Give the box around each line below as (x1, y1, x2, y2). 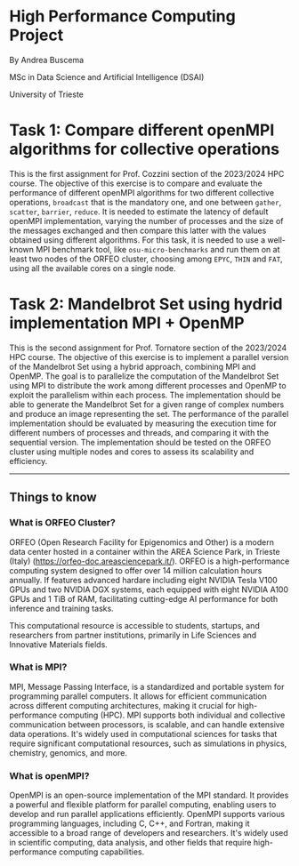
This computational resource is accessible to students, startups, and (9, 620, 260, 630)
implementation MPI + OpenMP (9, 313, 245, 333)
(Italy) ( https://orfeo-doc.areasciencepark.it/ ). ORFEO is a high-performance (9, 556, 290, 566)
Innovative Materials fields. (9, 638, 109, 650)
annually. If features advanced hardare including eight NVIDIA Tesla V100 (9, 574, 278, 585)
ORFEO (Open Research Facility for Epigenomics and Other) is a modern (9, 536, 274, 548)
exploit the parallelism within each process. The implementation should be (9, 389, 282, 400)
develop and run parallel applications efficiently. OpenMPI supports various (9, 809, 286, 820)
